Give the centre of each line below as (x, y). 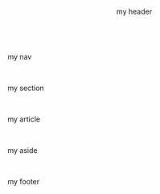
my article (24, 119)
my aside (23, 150)
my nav (20, 57)
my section (26, 88)
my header (134, 11)
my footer (24, 182)
